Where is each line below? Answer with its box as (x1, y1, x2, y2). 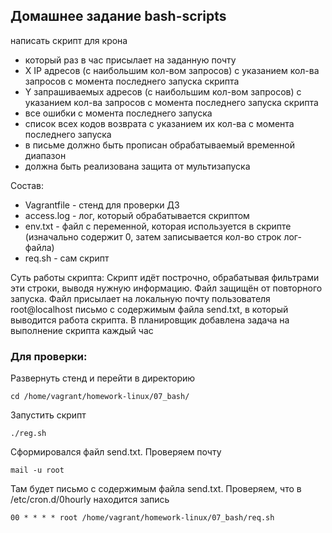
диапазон (24, 149, 67, 161)
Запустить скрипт (10, 409, 87, 421)
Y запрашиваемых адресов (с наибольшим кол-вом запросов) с (24, 85, 302, 98)
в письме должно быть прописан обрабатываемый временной (24, 139, 295, 151)
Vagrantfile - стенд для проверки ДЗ (24, 199, 180, 211)
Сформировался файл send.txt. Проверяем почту (10, 446, 222, 458)
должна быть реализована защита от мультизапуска (24, 160, 251, 172)
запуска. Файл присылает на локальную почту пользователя (10, 292, 271, 304)
